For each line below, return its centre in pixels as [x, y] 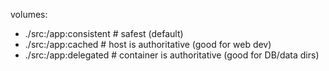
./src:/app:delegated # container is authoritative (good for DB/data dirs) [172, 55]
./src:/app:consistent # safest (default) [104, 33]
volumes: [29, 14]
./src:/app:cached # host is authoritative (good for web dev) [148, 44]
